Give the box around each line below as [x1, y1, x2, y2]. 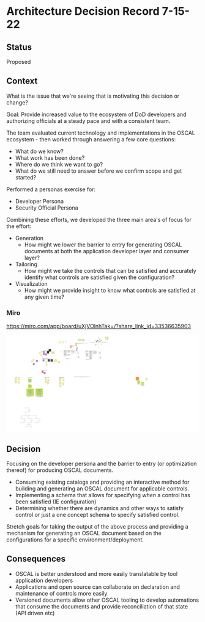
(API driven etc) [15, 609, 55, 616]
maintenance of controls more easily [15, 589, 108, 597]
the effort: [6, 222, 32, 230]
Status [6, 42, 32, 52]
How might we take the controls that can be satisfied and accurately [24, 267, 197, 274]
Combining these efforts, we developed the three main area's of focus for [6, 216, 192, 223]
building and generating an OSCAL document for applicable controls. [15, 484, 190, 492]
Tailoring [15, 260, 38, 268]
